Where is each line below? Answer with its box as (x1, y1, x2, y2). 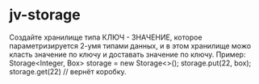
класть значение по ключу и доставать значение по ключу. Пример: (9, 49, 246, 59)
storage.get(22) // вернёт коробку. (9, 66, 127, 76)
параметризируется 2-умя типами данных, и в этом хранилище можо (9, 40, 252, 50)
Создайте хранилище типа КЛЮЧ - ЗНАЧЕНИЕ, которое (9, 32, 203, 42)
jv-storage (9, 6, 81, 24)
